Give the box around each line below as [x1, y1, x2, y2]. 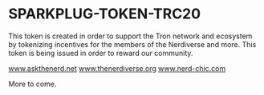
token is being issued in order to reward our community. [8, 48, 193, 57]
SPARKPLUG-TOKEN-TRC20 [8, 5, 201, 23]
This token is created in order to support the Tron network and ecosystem [8, 31, 253, 41]
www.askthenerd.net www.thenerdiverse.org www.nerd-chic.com [8, 63, 226, 73]
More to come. [8, 79, 57, 89]
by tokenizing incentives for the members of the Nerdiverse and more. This [8, 39, 257, 49]
